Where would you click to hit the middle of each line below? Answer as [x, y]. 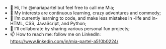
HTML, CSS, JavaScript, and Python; [48, 23]
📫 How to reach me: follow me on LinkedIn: [55, 34]
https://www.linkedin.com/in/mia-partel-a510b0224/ [64, 41]
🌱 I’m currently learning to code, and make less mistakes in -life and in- [84, 18]
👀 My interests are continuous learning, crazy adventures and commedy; [85, 13]
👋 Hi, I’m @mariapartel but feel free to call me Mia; [62, 8]
